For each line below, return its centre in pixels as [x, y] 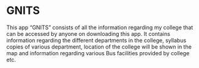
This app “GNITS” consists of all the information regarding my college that [100, 27]
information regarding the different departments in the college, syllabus [96, 40]
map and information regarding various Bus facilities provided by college [98, 53]
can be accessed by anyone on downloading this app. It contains [88, 33]
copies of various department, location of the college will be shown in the [99, 47]
